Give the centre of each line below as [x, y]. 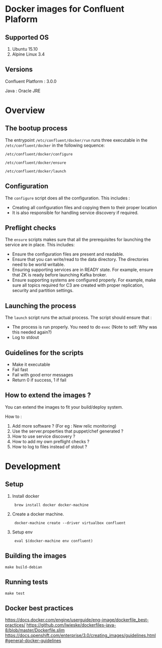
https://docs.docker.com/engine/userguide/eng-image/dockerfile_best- [77, 620]
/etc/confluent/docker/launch [36, 171]
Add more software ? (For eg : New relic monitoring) [64, 426]
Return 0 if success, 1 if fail [39, 380]
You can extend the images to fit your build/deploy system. [64, 407]
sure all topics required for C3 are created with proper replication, [78, 285]
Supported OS [27, 37]
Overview [25, 110]
